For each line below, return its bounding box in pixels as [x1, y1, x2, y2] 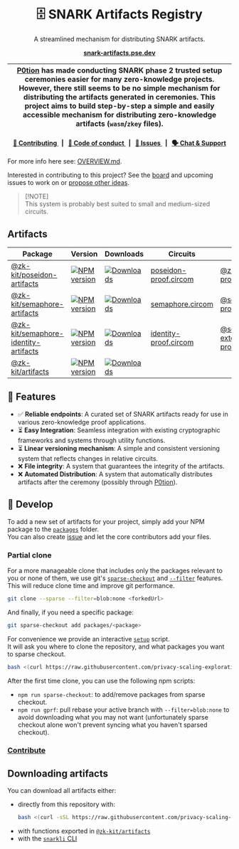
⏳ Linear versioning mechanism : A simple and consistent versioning [17, 444, 221, 452]
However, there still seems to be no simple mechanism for [18, 83, 221, 93]
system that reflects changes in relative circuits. [17, 454, 159, 463]
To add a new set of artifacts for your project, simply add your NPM [7, 517, 205, 525]
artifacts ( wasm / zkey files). [75, 119, 164, 129]
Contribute [7, 745, 46, 755]
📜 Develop [7, 498, 53, 511]
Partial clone [7, 550, 52, 560]
